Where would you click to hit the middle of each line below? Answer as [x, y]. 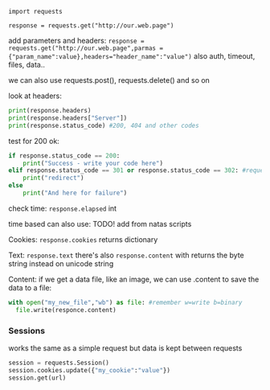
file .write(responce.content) [66, 310]
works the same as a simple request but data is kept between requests [125, 348]
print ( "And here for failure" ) [75, 193]
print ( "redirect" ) [53, 178]
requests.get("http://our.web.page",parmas [82, 48]
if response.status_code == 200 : [64, 156]
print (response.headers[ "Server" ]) [68, 118]
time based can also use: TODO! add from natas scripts [100, 224]
